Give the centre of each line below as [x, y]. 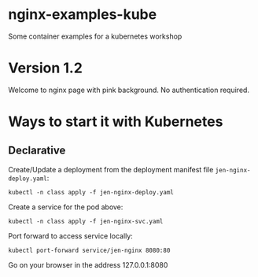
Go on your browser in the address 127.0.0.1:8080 [88, 264]
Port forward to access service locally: [71, 236]
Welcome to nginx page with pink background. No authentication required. [129, 90]
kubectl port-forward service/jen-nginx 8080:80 [89, 250]
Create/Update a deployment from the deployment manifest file [111, 169]
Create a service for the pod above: [66, 207]
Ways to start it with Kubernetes [116, 122]
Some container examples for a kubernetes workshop [95, 36]
